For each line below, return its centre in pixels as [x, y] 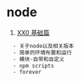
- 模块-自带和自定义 [39, 59]
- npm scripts [33, 66]
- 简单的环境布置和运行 [42, 52]
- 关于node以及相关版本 [44, 46]
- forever [27, 72]
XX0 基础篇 [33, 32]
